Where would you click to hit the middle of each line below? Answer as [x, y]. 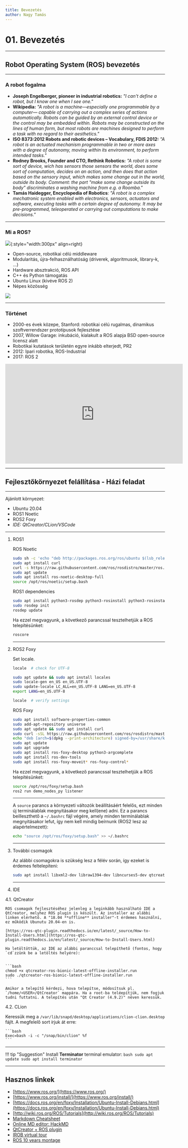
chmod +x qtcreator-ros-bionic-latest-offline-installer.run [71, 971]
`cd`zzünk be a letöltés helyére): [43, 953]
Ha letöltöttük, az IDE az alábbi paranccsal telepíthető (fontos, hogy [84, 949]
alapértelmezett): [30, 827]
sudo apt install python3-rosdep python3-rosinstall [69, 601]
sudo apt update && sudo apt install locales [61, 677]
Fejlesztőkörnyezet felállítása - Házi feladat [75, 482]
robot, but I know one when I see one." [53, 101]
